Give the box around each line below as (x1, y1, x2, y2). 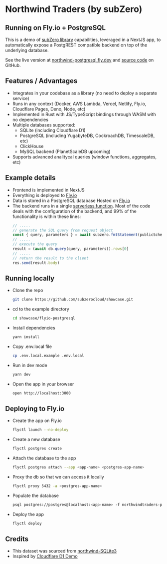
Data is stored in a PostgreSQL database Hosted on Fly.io (12, 197, 131, 203)
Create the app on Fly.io (12, 417, 62, 423)
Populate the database (12, 492, 59, 498)
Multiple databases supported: (12, 121, 76, 128)
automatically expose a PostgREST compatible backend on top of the (5, 42, 148, 48)
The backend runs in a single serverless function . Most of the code (12, 202, 151, 208)
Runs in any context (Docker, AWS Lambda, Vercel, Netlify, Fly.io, (12, 100, 147, 106)
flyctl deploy (12, 521, 42, 526)
